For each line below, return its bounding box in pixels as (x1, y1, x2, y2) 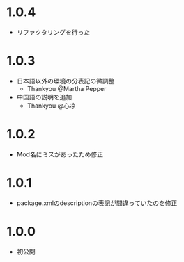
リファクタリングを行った (16, 28, 91, 36)
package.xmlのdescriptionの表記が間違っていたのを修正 (16, 199, 178, 207)
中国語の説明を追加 (16, 92, 72, 101)
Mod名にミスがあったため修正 (16, 150, 104, 158)
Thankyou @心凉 (26, 101, 76, 110)
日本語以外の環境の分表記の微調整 (16, 76, 115, 85)
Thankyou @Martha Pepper (26, 84, 107, 92)
